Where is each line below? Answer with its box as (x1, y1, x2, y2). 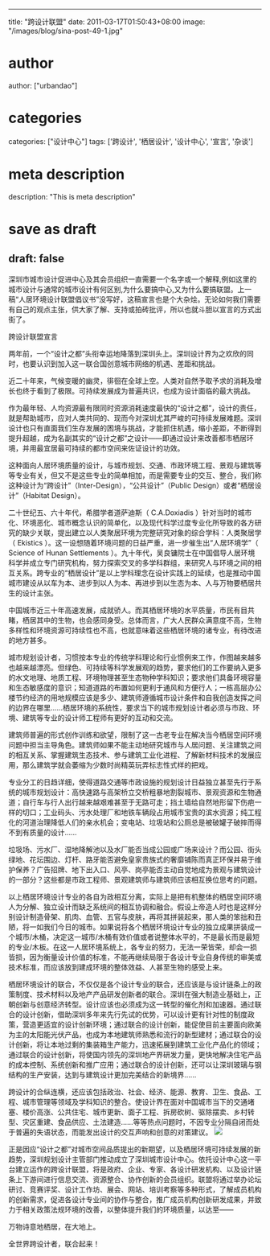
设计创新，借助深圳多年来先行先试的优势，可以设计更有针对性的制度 (22, 1009, 247, 1019)
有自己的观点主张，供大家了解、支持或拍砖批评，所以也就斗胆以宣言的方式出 (8, 304, 262, 314)
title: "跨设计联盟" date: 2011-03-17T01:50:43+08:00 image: (8, 17, 206, 27)
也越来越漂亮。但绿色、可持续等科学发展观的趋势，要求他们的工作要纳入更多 (8, 662, 262, 672)
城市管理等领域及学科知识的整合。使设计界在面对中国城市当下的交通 (22, 1097, 247, 1106)
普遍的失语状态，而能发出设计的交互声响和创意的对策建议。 (14, 1127, 213, 1137)
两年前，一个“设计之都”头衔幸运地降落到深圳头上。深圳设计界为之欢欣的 (8, 348, 247, 358)
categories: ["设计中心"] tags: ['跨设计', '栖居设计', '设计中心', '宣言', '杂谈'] (8, 136, 254, 146)
